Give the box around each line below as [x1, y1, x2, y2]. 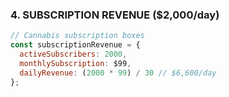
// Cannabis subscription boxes [10, 31, 145, 41]
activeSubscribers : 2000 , [19, 49, 128, 60]
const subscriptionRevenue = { [10, 40, 141, 50]
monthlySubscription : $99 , [19, 58, 132, 68]
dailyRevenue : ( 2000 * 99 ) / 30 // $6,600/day [19, 68, 217, 78]
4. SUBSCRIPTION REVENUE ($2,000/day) [10, 8, 220, 22]
